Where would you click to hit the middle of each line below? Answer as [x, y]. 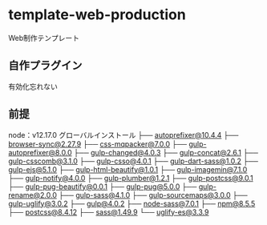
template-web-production [97, 15]
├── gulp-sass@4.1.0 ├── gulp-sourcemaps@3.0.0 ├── [154, 195]
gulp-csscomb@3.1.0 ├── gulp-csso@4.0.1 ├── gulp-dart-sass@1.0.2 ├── [133, 161]
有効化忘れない [33, 86]
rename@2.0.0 [33, 195]
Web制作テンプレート [44, 38]
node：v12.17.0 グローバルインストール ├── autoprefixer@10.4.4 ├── [123, 135]
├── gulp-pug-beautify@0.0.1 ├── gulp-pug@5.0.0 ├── [103, 187]
